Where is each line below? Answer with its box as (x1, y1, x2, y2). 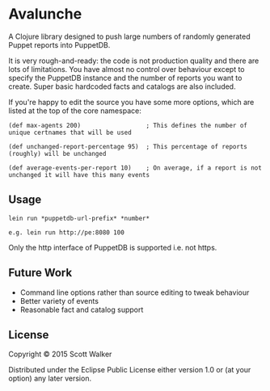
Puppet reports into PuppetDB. (8, 40, 111, 49)
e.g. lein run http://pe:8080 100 (8, 228, 125, 237)
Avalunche (8, 5, 82, 23)
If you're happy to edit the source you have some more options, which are (8, 97, 255, 107)
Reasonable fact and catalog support (19, 305, 144, 314)
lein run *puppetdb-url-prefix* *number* (8, 214, 150, 222)
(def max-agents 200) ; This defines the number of (8, 121, 248, 129)
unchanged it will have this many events (8, 170, 150, 179)
